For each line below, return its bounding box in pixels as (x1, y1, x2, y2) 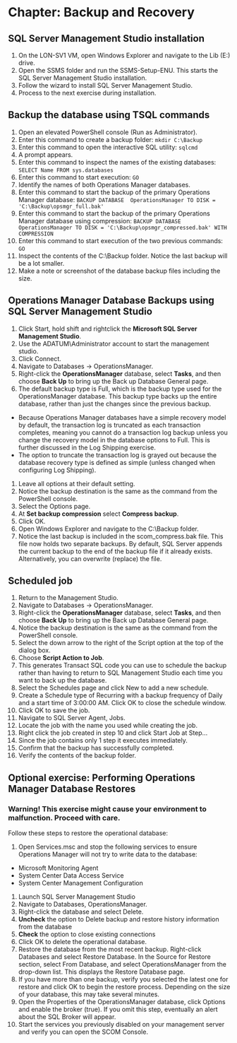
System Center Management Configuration (18, 879, 144, 888)
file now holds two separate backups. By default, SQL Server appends (18, 539, 223, 548)
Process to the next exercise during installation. (18, 89, 157, 97)
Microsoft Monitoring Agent (18, 864, 99, 873)
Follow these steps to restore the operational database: (8, 829, 169, 837)
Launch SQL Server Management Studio (18, 892, 136, 901)
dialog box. (18, 646, 51, 654)
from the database (18, 923, 73, 931)
